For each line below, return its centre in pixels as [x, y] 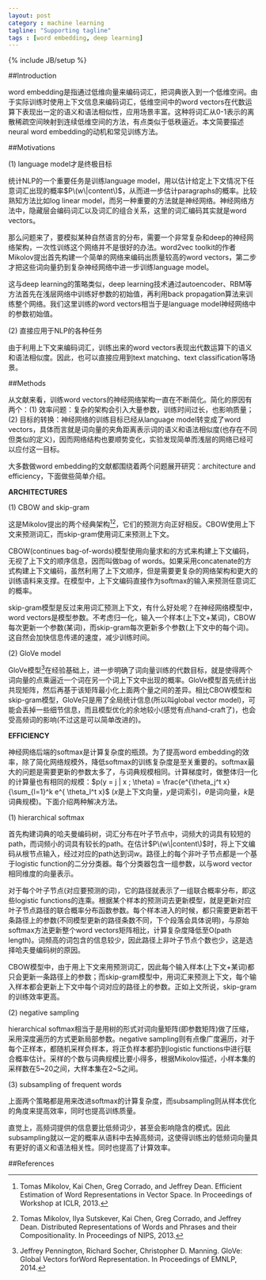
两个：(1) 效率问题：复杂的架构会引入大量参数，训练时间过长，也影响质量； [131, 410]
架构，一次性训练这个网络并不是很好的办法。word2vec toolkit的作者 [125, 248]
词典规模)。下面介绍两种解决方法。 [65, 801]
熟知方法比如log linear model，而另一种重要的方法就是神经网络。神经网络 [128, 201]
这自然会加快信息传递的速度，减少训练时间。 [81, 637]
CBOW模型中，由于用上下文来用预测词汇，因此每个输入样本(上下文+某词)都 [131, 966]
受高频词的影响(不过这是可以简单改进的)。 [77, 719]
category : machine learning [56, 23]
